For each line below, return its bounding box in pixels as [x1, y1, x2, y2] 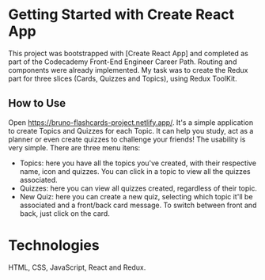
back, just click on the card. [19, 208, 111, 218]
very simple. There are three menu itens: [8, 142, 141, 152]
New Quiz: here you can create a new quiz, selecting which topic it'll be [19, 191, 253, 201]
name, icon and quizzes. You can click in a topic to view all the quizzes [19, 166, 251, 176]
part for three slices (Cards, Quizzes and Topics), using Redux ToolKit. [8, 74, 237, 83]
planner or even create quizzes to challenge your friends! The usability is [8, 134, 246, 144]
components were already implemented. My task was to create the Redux [8, 65, 248, 74]
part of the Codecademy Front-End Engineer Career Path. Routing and [8, 57, 237, 66]
